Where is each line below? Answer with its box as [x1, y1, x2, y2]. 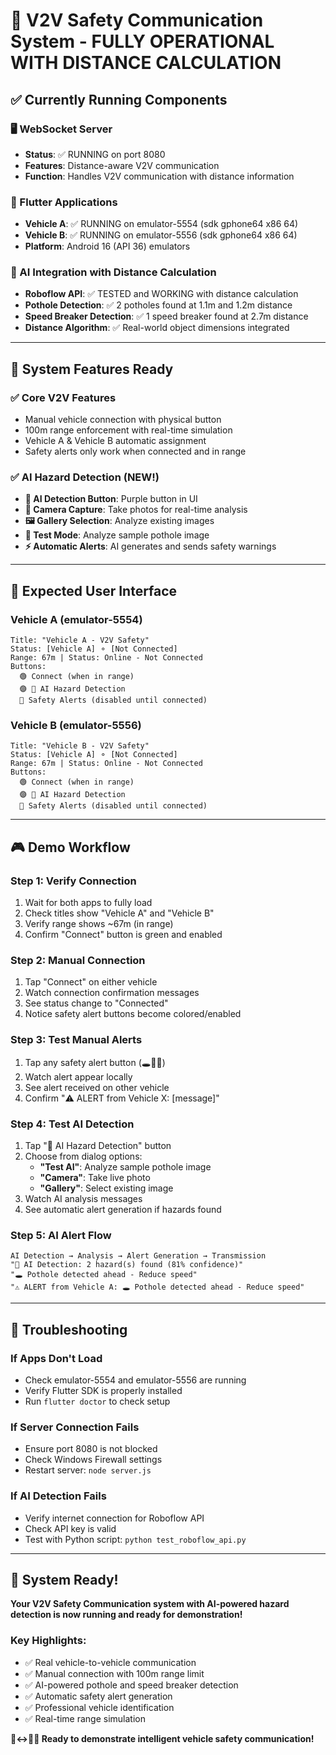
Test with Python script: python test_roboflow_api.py [24, 1533, 247, 1545]
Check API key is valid [24, 1522, 117, 1534]
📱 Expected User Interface [10, 582, 178, 599]
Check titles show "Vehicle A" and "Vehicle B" [24, 907, 215, 919]
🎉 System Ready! [10, 1571, 119, 1588]
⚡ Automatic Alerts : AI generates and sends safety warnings [24, 540, 277, 553]
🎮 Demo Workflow [10, 839, 131, 856]
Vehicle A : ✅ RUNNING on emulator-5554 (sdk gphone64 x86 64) [24, 218, 299, 230]
